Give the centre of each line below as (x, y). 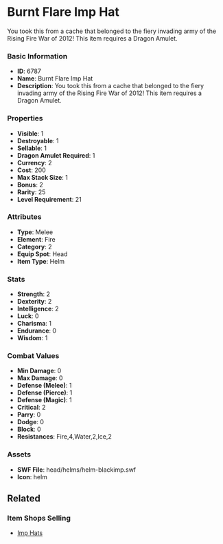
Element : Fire (36, 239)
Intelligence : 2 (38, 309)
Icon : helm (32, 477)
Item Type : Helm (41, 261)
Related (24, 499)
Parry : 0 (29, 415)
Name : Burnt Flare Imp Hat (55, 79)
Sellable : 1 (32, 148)
